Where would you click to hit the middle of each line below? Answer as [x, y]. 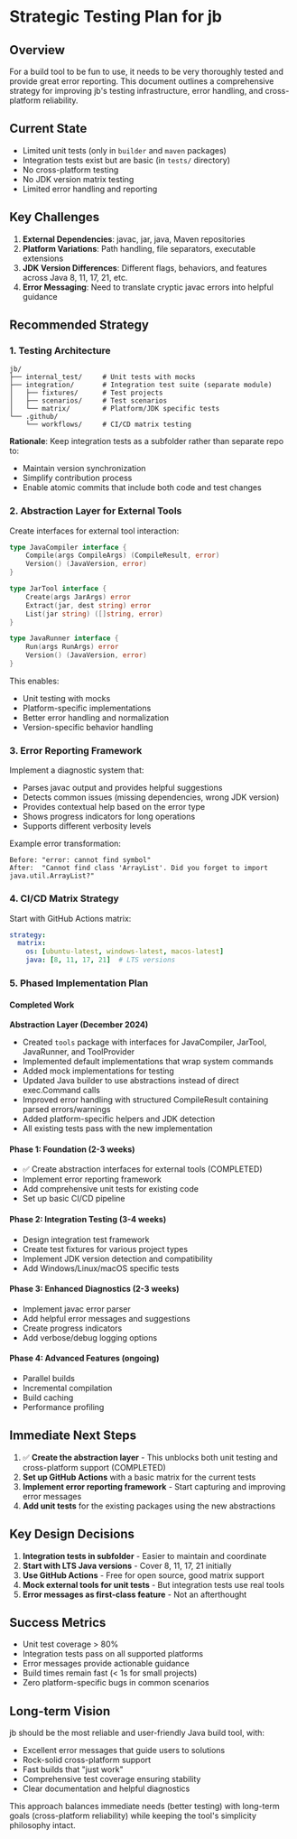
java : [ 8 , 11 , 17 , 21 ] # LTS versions [101, 960]
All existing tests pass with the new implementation [118, 1128]
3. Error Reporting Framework [76, 750]
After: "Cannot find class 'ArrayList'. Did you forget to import [139, 868]
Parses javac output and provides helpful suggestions [122, 788]
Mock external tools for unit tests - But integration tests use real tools [153, 1584]
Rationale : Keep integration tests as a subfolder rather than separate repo [147, 441]
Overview [37, 50]
